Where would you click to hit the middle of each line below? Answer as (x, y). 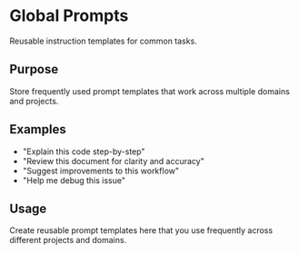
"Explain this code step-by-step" (84, 151)
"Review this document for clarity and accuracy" (113, 161)
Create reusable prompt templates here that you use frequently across (141, 230)
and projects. (34, 101)
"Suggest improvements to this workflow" (101, 171)
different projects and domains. (68, 240)
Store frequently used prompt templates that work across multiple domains (150, 91)
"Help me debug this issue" (74, 180)
